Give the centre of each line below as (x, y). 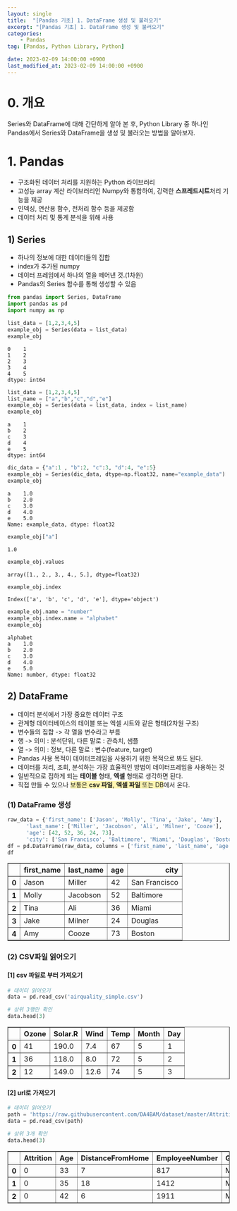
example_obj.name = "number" (50, 612)
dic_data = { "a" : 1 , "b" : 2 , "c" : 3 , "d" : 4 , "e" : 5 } (82, 468)
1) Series (26, 240)
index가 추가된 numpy (48, 266)
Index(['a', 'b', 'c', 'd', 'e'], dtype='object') (83, 600)
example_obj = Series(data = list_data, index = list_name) (98, 405)
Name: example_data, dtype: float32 (61, 524)
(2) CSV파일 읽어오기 (42, 957)
